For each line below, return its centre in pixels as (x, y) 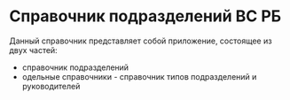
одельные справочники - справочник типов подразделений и (139, 76)
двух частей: (33, 50)
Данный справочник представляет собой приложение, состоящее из (141, 41)
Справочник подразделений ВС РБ (145, 16)
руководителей (51, 86)
